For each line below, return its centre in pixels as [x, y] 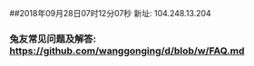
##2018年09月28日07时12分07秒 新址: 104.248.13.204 [110, 13]
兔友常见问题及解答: [53, 39]
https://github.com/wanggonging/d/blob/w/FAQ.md [127, 51]
